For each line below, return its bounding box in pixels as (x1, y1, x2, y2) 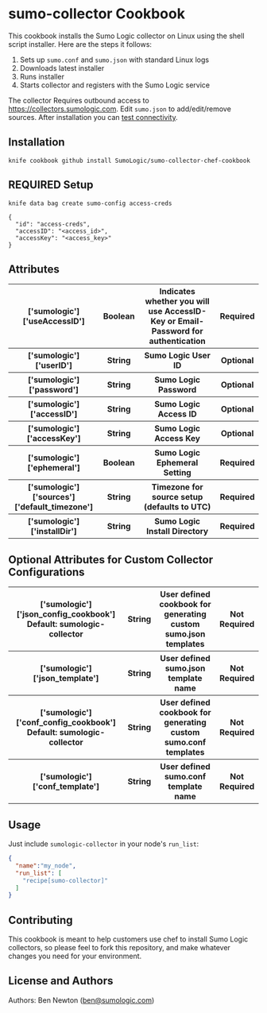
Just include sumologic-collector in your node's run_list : (8, 839, 199, 849)
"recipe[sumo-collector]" (22, 876, 109, 884)
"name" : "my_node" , (15, 861, 77, 870)
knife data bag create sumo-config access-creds (8, 199, 172, 207)
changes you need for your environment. (8, 951, 142, 961)
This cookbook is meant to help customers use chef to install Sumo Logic (8, 934, 249, 944)
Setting (163, 467, 192, 478)
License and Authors (8, 974, 114, 988)
